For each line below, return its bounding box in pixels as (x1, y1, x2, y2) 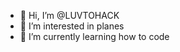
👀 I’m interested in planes (19, 20, 125, 32)
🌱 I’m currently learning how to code (19, 31, 170, 42)
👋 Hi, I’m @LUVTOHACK (19, 10, 120, 21)
